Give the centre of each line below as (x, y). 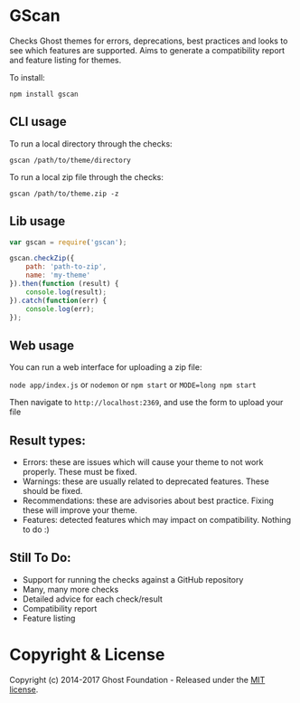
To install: (27, 77)
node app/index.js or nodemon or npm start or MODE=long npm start (133, 385)
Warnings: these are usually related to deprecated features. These (145, 481)
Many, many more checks (70, 589)
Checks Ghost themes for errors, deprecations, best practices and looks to (149, 41)
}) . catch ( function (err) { (58, 300)
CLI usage (38, 122)
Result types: (47, 440)
